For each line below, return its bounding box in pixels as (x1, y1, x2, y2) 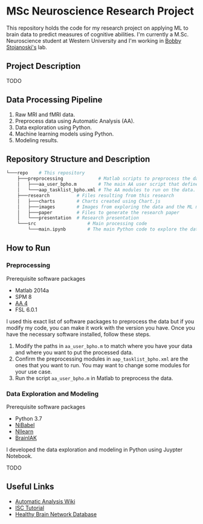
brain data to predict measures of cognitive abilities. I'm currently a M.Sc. (6, 30, 189, 38)
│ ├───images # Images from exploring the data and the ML (17, 204, 193, 210)
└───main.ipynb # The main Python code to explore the (28, 226, 188, 232)
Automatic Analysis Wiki (14, 497, 76, 505)
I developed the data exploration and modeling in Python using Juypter (6, 446, 183, 453)
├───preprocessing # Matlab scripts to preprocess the (17, 175, 190, 182)
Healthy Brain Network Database (14, 510, 97, 518)
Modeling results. (14, 136, 59, 143)
